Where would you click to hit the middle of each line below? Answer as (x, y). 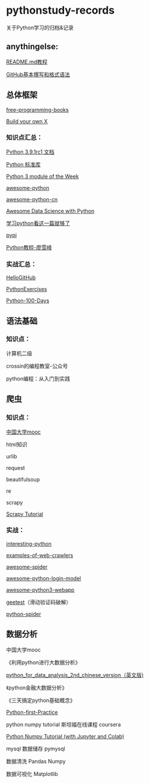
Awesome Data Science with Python (50, 211)
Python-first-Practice (32, 712)
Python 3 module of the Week (42, 176)
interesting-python (29, 544)
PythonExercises (27, 289)
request (16, 468)
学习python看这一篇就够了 (38, 223)
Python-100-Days (28, 300)
